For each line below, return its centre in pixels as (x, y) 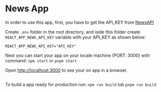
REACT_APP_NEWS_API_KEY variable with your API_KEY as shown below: (76, 37)
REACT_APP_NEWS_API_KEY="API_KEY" (41, 46)
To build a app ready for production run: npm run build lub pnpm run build (81, 85)
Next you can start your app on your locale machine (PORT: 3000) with (78, 55)
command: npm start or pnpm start (41, 60)
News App (27, 9)
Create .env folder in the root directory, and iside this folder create (73, 32)
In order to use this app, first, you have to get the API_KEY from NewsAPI (80, 22)
